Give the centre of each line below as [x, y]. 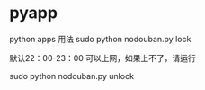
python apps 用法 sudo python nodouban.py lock [100, 39]
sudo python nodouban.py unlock [72, 76]
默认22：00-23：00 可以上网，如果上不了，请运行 [102, 58]
